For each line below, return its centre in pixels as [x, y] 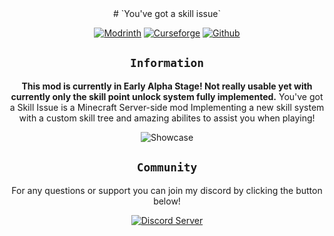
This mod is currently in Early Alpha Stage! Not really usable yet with [167, 86]
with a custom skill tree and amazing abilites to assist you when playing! [167, 118]
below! [167, 201]
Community [167, 167]
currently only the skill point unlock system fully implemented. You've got [167, 96]
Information [167, 63]
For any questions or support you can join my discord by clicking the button [167, 190]
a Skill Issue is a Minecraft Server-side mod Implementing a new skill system [167, 107]
